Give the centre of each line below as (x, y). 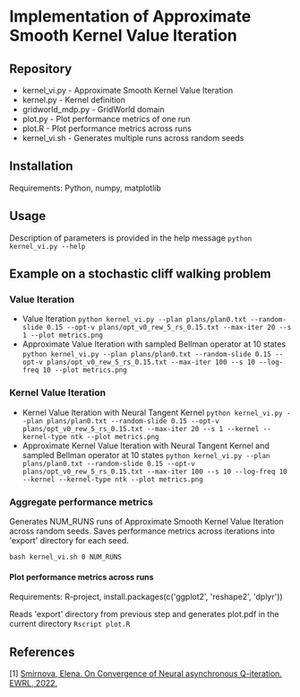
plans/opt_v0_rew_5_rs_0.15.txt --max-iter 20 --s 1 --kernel (141, 428)
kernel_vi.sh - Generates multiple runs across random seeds (133, 138)
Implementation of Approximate (130, 17)
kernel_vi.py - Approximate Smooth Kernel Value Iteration (128, 90)
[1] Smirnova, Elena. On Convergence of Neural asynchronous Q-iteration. (146, 673)
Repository (41, 69)
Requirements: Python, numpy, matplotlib (85, 188)
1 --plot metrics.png (62, 335)
